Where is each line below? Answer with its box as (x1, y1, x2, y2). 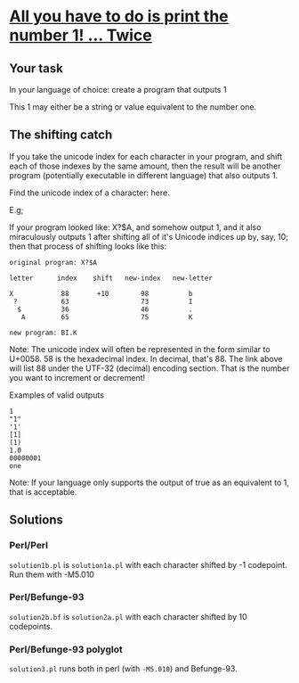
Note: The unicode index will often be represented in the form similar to (9, 343, 271, 354)
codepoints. (9, 621, 53, 631)
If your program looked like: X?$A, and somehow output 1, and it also (9, 221, 262, 233)
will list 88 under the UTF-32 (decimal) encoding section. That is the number (9, 363, 290, 374)
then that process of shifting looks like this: (9, 241, 167, 251)
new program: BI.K (9, 328, 77, 337)
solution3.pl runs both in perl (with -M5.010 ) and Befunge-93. (9, 663, 238, 674)
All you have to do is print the (9, 6, 229, 27)
